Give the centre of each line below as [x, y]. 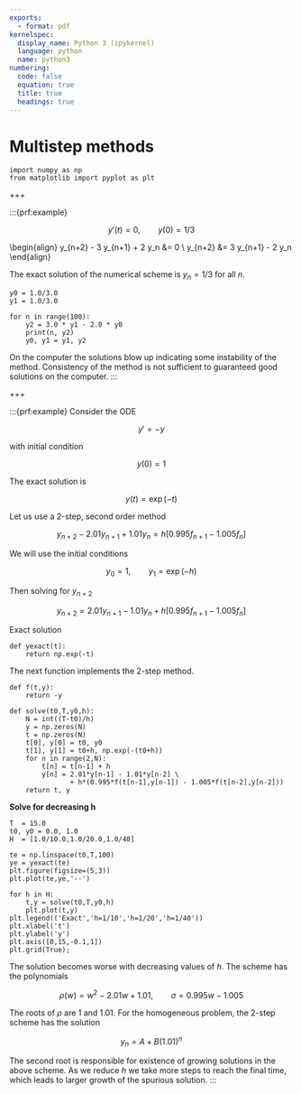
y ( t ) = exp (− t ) [151, 499]
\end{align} [30, 257]
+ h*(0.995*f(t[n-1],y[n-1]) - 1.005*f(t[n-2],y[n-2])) [177, 783]
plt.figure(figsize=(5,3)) [60, 871]
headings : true [46, 102]
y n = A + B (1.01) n [151, 1042]
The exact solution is [48, 482]
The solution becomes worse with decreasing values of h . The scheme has [149, 967]
